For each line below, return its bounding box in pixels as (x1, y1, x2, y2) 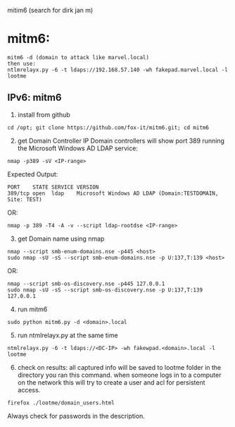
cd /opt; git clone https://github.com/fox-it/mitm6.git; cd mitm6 (7, 124, 210, 131)
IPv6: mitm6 (7, 92, 62, 104)
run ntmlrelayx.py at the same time (17, 331, 118, 339)
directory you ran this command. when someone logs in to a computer (17, 371, 222, 379)
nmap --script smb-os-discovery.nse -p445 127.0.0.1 (7, 280, 165, 287)
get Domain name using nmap (17, 234, 105, 243)
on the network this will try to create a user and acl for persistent (17, 378, 205, 387)
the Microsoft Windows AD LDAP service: (17, 144, 139, 152)
